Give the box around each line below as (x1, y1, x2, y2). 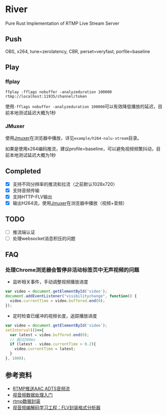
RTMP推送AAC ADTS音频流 (12, 385, 70, 391)
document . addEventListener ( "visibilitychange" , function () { (5, 294, 137, 299)
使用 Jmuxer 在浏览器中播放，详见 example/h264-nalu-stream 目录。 (5, 135, 142, 141)
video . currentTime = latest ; (14, 346, 76, 352)
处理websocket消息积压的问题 (12, 235, 76, 241)
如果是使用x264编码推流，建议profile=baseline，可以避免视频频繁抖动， (5, 146, 156, 152)
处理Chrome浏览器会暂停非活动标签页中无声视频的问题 (5, 266, 140, 273)
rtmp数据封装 (12, 398, 40, 404)
